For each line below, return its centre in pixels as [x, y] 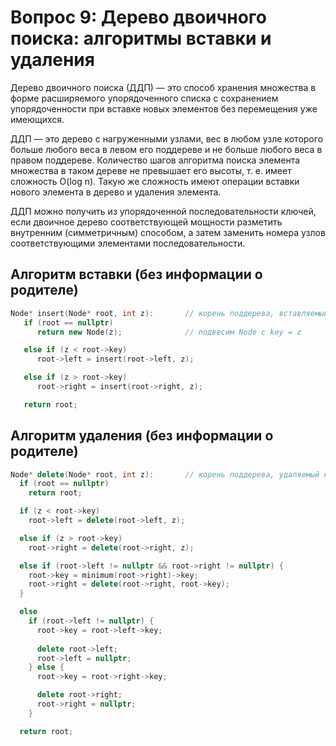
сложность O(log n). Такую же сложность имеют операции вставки [155, 181]
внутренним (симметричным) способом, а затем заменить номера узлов [168, 232]
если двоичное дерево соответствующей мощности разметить [146, 222]
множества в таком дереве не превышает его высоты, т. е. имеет [151, 170]
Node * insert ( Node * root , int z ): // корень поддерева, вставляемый [169, 313]
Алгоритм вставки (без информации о [136, 274]
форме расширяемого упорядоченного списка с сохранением [144, 98]
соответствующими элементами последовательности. [128, 243]
